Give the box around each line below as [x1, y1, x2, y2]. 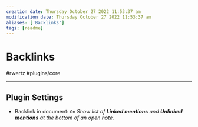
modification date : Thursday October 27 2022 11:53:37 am [6, 14, 151, 20]
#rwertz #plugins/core [6, 70, 61, 77]
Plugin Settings [6, 92, 64, 102]
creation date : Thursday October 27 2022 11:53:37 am [6, 8, 141, 15]
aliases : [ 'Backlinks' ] [6, 19, 65, 25]
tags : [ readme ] [6, 25, 44, 31]
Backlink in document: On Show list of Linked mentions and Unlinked [14, 108, 183, 115]
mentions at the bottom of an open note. [14, 114, 115, 121]
